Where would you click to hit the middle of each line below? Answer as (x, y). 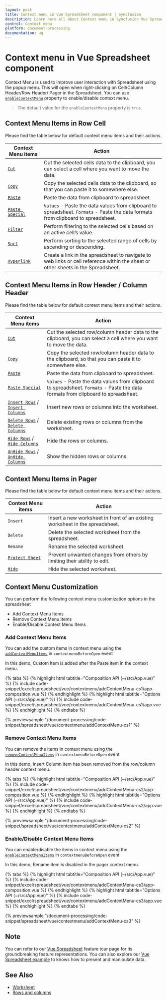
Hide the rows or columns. (78, 441)
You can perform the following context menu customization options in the (80, 599)
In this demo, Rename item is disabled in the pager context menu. (72, 865)
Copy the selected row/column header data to (100, 353)
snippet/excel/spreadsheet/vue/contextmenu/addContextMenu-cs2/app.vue (83, 805)
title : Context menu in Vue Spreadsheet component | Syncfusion (73, 14)
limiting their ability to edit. (79, 561)
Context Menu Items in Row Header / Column (76, 285)
